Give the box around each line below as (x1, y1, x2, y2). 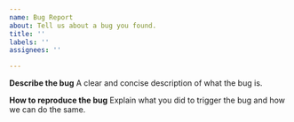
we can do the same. (9, 104, 86, 115)
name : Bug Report (9, 12, 74, 22)
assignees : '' (9, 46, 62, 55)
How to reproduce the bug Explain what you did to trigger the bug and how (9, 95, 286, 106)
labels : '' (9, 37, 50, 47)
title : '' (9, 29, 46, 38)
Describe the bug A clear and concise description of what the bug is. (9, 78, 263, 88)
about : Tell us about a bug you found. (9, 21, 157, 30)
